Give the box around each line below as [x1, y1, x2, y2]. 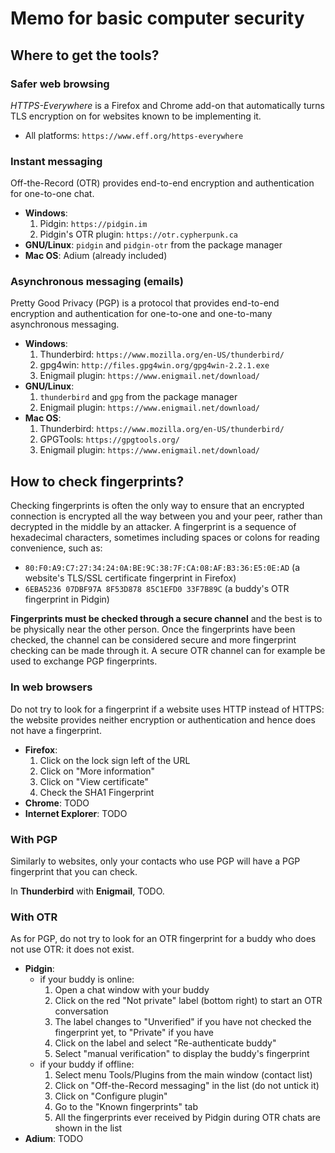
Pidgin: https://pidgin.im [39, 218, 148, 230]
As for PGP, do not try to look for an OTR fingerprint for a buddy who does [10, 933, 317, 945]
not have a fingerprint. [10, 724, 102, 736]
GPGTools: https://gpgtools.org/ [39, 433, 180, 446]
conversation [54, 1005, 109, 1017]
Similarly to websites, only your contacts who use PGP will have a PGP [10, 855, 301, 867]
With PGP [10, 832, 58, 846]
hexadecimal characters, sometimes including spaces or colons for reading [10, 532, 320, 544]
